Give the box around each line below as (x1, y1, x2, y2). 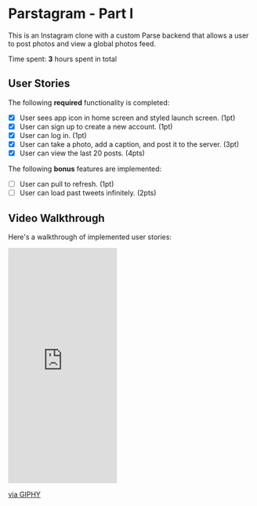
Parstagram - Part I (8, 5, 134, 23)
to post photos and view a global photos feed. (8, 38, 157, 48)
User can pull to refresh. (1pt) (19, 180, 114, 189)
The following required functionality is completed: (8, 97, 170, 107)
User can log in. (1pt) (19, 130, 88, 140)
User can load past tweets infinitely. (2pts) (19, 188, 157, 198)
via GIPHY (8, 490, 42, 499)
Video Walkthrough (8, 211, 105, 224)
